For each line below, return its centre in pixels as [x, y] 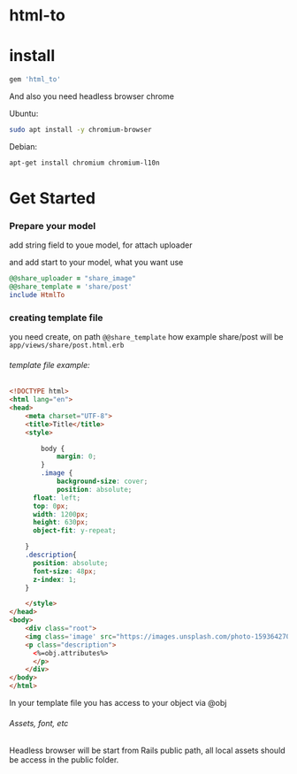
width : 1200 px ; [61, 514]
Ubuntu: [24, 113]
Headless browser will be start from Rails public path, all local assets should [147, 751]
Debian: [23, 146]
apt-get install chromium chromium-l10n [85, 163]
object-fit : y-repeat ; [74, 531]
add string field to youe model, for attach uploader [101, 245]
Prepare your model [53, 226]
